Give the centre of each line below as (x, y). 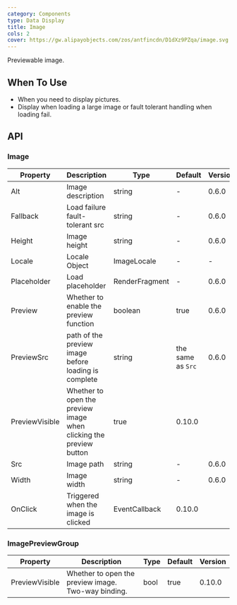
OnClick (24, 509)
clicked (78, 522)
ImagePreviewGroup (43, 543)
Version (213, 561)
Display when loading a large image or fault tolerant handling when (115, 107)
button (77, 453)
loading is (83, 370)
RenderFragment (141, 281)
